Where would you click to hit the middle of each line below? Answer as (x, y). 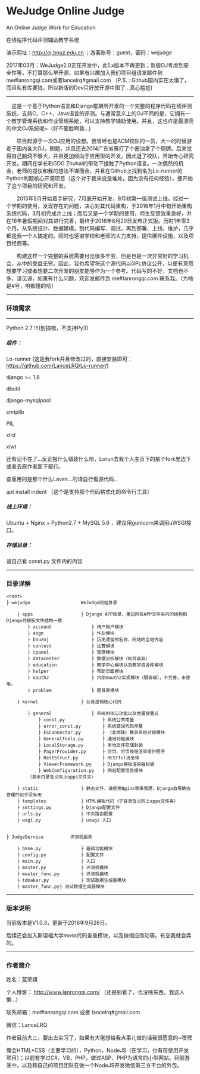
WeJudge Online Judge (65, 11)
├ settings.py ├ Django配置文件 (68, 808)
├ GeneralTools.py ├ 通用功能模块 (86, 739)
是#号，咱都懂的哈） (31, 285)
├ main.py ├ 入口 (56, 861)
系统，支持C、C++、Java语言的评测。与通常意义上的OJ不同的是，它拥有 (96, 113)
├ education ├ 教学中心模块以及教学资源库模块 (96, 665)
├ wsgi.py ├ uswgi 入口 (64, 820)
